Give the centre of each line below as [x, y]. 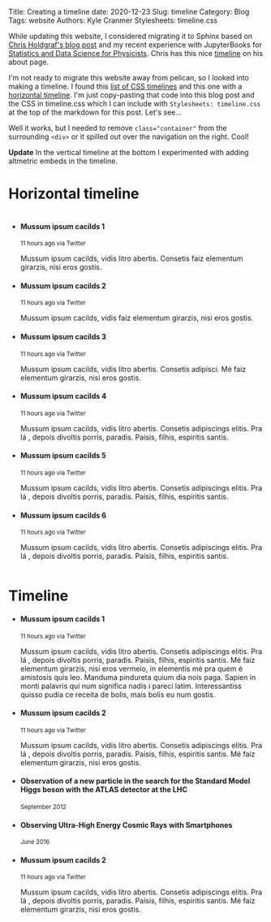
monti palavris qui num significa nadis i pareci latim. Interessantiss [131, 686]
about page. [28, 62]
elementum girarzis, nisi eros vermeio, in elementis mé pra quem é [131, 669]
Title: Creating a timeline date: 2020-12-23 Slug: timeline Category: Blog [129, 12]
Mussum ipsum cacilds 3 [63, 336]
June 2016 [35, 842]
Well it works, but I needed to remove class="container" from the [118, 128]
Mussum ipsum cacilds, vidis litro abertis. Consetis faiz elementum [131, 258]
